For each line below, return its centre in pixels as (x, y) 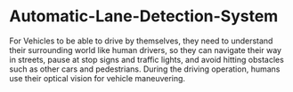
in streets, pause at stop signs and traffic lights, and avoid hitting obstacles (147, 59)
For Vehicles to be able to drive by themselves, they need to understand (141, 41)
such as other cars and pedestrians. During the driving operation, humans (145, 69)
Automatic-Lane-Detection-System (144, 16)
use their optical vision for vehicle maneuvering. (97, 78)
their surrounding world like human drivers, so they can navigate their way (146, 50)
